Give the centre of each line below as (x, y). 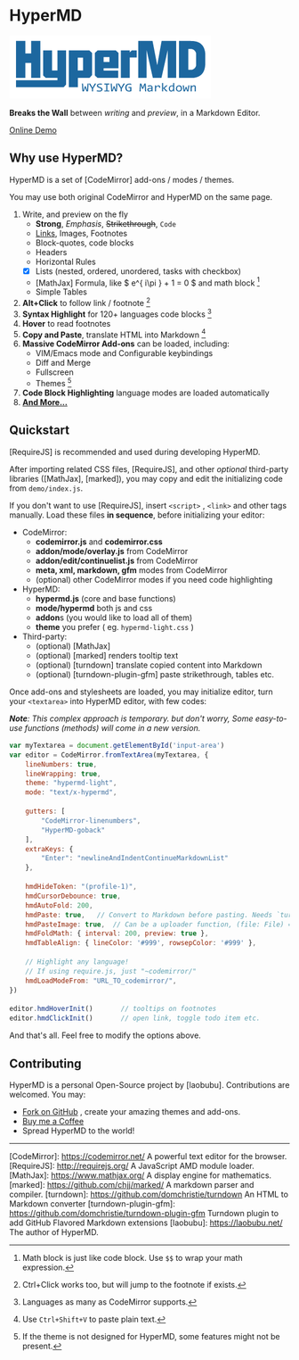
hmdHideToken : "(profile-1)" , (81, 887)
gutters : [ (45, 812)
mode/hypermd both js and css (94, 608)
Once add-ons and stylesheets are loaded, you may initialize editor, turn (141, 692)
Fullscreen (54, 372)
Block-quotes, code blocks (85, 243)
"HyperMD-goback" (73, 830)
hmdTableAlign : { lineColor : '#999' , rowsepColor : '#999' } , (141, 943)
